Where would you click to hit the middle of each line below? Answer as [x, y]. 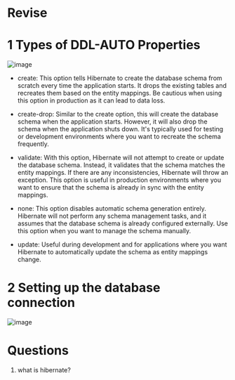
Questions [38, 351]
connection [41, 303]
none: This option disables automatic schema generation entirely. [112, 209]
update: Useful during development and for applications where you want [122, 244]
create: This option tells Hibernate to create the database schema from [120, 78]
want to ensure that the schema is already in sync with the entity [111, 188]
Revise [27, 13]
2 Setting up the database [84, 288]
